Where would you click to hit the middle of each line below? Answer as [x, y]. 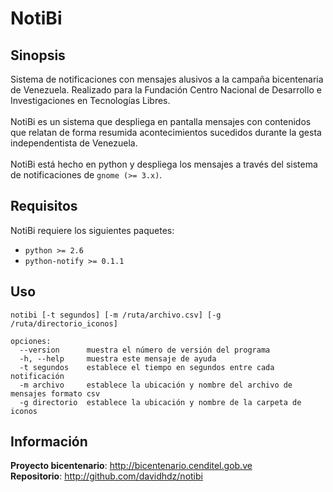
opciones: [31, 341]
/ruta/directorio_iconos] [64, 323]
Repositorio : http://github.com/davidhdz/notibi [106, 476]
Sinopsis [38, 55]
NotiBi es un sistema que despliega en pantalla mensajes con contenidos [161, 121]
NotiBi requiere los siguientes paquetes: [92, 230]
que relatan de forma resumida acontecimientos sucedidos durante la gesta [166, 132]
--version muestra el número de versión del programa [145, 350]
